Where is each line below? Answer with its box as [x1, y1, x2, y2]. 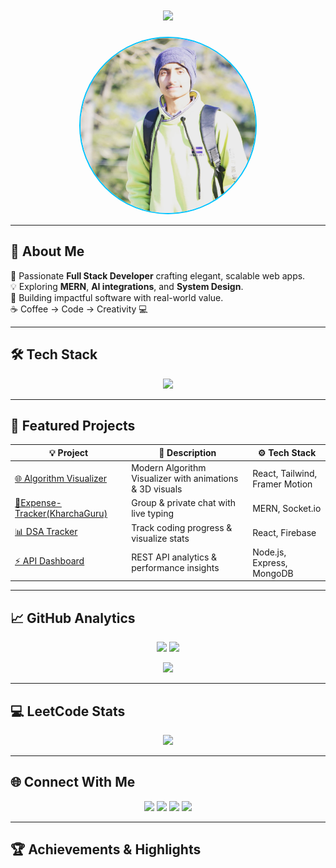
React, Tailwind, [252, 467, 318, 479]
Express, [252, 556, 288, 568]
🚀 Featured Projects [10, 417, 136, 434]
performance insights [131, 562, 220, 574]
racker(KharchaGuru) [14, 508, 108, 520]
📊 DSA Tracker [14, 525, 78, 537]
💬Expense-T [14, 497, 62, 509]
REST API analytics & [131, 551, 218, 563]
